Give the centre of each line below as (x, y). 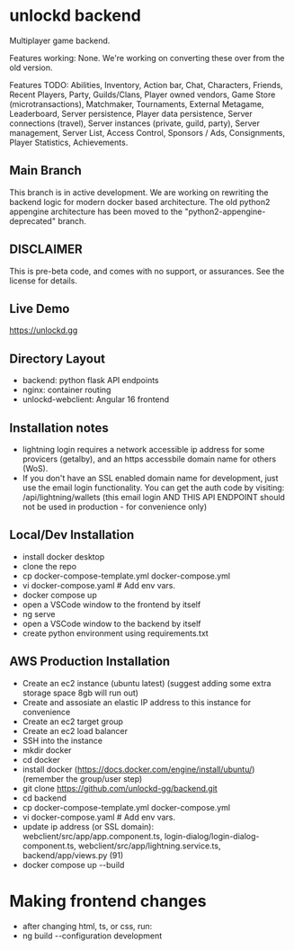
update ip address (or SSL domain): (88, 826)
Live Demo (40, 308)
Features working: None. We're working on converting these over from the (147, 58)
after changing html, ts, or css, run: (87, 926)
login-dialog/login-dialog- (212, 836)
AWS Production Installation (90, 662)
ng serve (39, 614)
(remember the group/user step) (82, 778)
